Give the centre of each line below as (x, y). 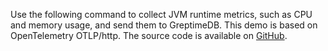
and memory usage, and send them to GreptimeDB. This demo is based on (164, 25)
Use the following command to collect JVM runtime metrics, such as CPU (161, 14)
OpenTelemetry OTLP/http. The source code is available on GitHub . (149, 35)
